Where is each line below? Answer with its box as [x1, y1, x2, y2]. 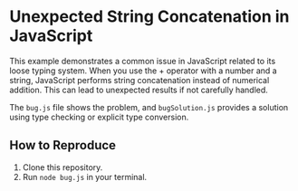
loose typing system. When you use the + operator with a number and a [9, 65, 278, 76]
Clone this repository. [22, 161, 103, 173]
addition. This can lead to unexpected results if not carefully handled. [9, 84, 269, 95]
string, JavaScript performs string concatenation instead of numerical [9, 74, 270, 85]
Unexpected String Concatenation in [9, 6, 290, 27]
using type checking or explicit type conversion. [9, 111, 189, 122]
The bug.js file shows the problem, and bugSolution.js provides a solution [9, 101, 289, 112]
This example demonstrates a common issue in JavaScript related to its [9, 55, 276, 66]
